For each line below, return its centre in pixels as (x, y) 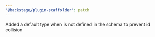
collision (14, 30)
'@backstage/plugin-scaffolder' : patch (48, 10)
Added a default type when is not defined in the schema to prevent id (78, 24)
